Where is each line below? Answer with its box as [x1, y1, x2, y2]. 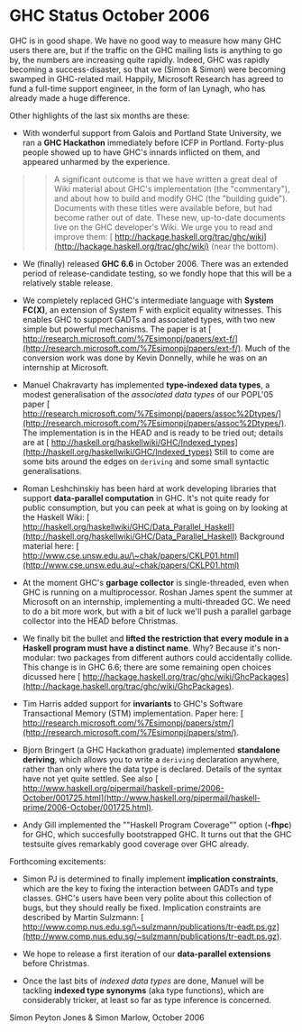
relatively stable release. [22, 277, 114, 288]
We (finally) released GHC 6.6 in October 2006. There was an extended [22, 258, 288, 269]
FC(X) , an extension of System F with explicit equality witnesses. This [22, 304, 282, 315]
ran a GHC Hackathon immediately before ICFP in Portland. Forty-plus [22, 137, 284, 148]
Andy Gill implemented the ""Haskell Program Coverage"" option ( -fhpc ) [22, 819, 292, 830]
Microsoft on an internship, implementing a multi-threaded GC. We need [22, 596, 291, 607]
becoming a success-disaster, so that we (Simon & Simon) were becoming [9, 64, 287, 75]
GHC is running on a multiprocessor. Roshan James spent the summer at [22, 587, 293, 598]
